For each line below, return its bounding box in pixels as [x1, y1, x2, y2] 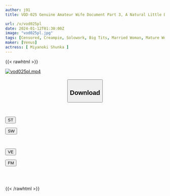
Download [70, 89, 100, 96]
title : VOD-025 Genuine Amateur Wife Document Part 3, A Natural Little [5, 12, 162, 17]
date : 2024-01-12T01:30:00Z [5, 26, 65, 31]
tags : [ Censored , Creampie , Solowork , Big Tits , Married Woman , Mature [5, 35, 159, 40]
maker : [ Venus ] [5, 40, 37, 45]
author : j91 [5, 7, 30, 13]
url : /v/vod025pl [5, 21, 42, 26]
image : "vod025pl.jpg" [5, 31, 53, 36]
